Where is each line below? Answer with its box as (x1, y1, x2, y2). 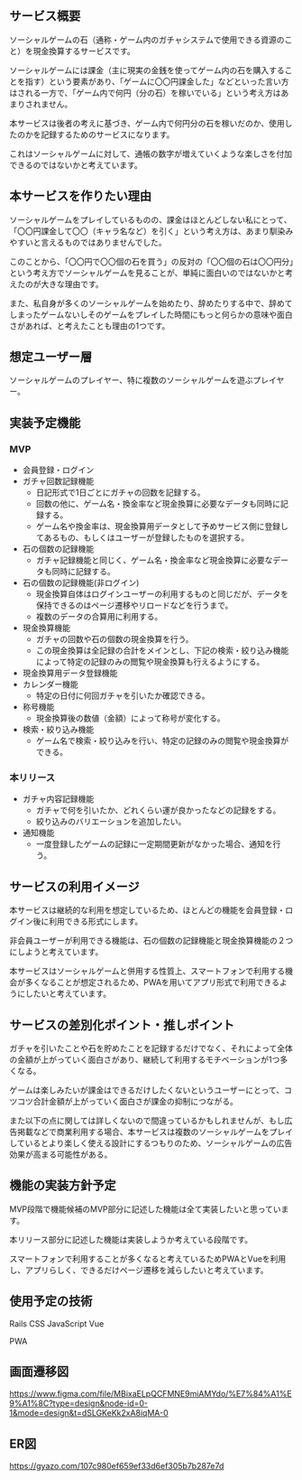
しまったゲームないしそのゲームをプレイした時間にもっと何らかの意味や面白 (9, 309, 293, 320)
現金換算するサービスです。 (32, 45, 135, 56)
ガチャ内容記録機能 (22, 794, 95, 805)
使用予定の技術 (9, 1294, 93, 1309)
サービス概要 (9, 8, 81, 24)
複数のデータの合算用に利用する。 (35, 611, 163, 622)
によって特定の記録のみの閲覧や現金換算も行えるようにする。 (35, 656, 265, 667)
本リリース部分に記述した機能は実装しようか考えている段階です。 (9, 1233, 253, 1244)
